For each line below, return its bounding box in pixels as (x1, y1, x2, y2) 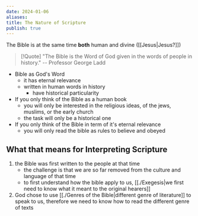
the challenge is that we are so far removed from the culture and (23, 166, 181, 173)
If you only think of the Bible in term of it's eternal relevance (14, 121, 161, 128)
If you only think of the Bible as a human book (14, 96, 127, 103)
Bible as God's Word (14, 70, 65, 78)
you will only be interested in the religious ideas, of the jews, (23, 102, 171, 109)
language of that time (23, 173, 76, 180)
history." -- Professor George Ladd (20, 59, 106, 66)
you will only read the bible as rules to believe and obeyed (23, 127, 166, 134)
